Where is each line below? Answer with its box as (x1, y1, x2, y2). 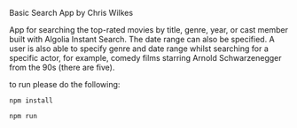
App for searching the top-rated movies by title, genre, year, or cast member (9, 25, 289, 34)
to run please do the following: (9, 79, 121, 89)
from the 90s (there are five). (9, 62, 115, 72)
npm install (9, 96, 53, 105)
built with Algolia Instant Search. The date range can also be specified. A (9, 34, 275, 44)
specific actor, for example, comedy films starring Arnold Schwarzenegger (9, 53, 282, 63)
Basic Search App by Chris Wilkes (9, 8, 134, 18)
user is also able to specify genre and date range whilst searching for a (9, 43, 269, 54)
